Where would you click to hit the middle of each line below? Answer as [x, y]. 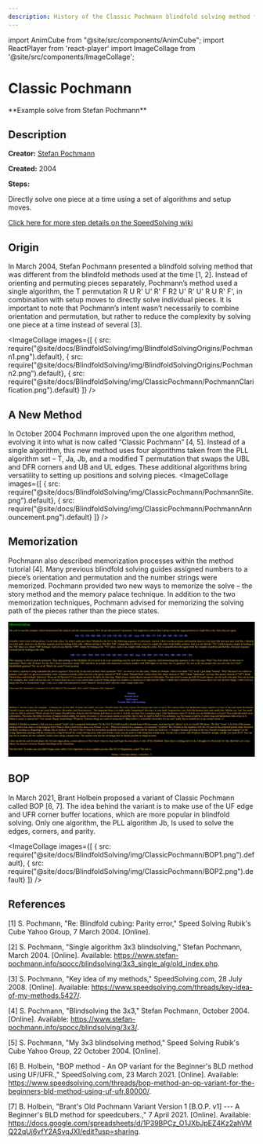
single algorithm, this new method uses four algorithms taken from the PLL [128, 450]
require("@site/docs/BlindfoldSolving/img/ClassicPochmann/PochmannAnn [130, 509]
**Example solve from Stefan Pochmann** [77, 110]
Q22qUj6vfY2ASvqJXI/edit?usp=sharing [73, 1131]
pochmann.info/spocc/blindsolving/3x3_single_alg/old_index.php [113, 963]
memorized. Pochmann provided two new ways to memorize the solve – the [130, 586]
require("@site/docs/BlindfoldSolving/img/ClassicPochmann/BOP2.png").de [131, 871]
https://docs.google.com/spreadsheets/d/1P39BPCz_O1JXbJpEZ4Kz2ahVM [130, 1123]
